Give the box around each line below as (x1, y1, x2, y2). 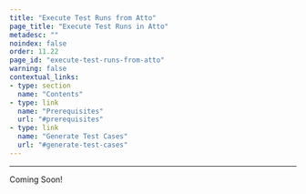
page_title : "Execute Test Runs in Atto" (9, 22, 169, 31)
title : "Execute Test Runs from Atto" (9, 13, 157, 23)
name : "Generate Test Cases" (17, 132, 128, 141)
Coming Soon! (9, 174, 64, 185)
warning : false (9, 65, 67, 74)
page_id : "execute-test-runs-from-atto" (9, 56, 166, 65)
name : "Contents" (17, 89, 84, 98)
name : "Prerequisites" (17, 107, 104, 116)
